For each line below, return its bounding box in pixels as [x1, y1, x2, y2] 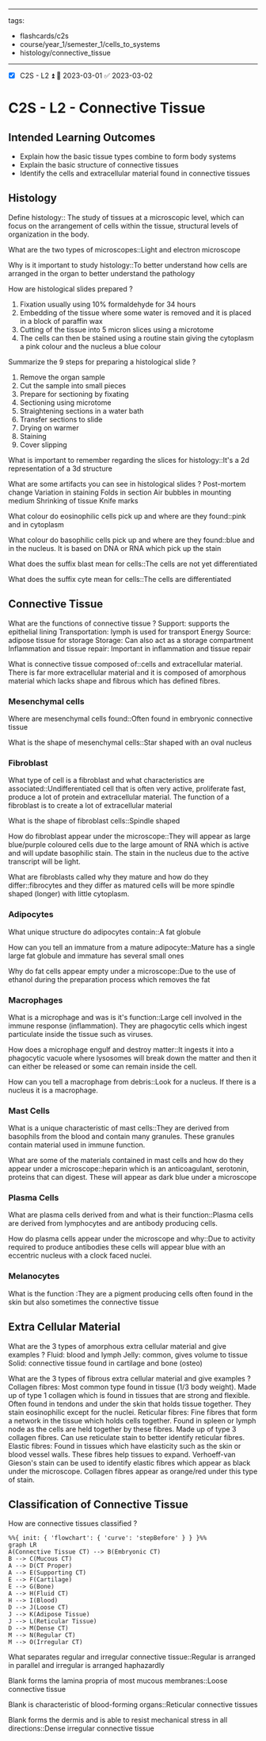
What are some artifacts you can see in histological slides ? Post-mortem [8, 479, 246, 488]
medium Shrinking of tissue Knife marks [8, 495, 139, 505]
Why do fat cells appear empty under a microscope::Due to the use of [8, 966, 236, 976]
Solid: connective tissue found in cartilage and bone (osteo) [8, 1358, 203, 1368]
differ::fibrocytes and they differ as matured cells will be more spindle [8, 880, 235, 890]
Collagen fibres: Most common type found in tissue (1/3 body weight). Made [8, 1382, 257, 1392]
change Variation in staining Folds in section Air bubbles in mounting [8, 487, 232, 497]
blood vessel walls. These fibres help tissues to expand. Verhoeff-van [8, 1450, 236, 1459]
